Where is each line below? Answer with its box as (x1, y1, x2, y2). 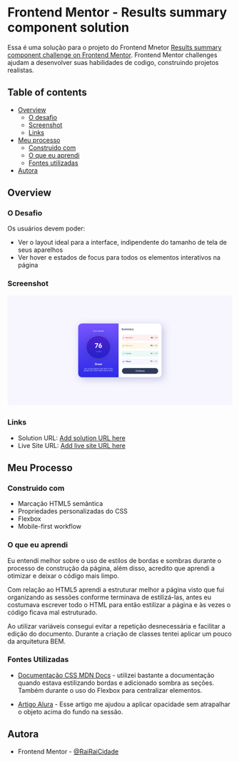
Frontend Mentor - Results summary (7, 4, 228, 21)
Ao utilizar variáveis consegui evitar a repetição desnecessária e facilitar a (7, 621, 226, 630)
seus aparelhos (17, 245, 63, 254)
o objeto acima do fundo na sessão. (17, 707, 123, 716)
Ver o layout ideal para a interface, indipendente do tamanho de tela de (17, 238, 227, 247)
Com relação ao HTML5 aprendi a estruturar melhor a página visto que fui (7, 585, 225, 594)
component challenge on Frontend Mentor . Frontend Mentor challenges (7, 51, 218, 59)
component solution (7, 19, 130, 36)
